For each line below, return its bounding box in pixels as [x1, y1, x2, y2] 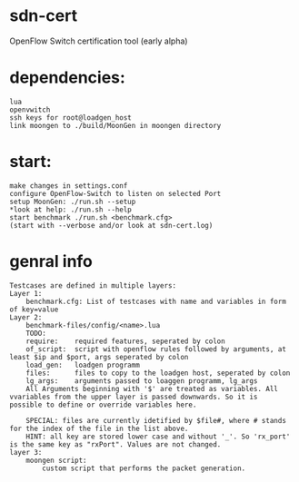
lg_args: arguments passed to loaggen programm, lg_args [25, 376, 258, 386]
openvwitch [9, 105, 51, 114]
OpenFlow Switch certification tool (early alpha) [9, 35, 188, 46]
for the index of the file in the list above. [9, 424, 189, 433]
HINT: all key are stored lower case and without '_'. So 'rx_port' [25, 432, 291, 441]
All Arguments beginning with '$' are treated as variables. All [25, 384, 279, 393]
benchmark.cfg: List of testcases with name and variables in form [25, 297, 286, 306]
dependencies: [9, 67, 125, 88]
